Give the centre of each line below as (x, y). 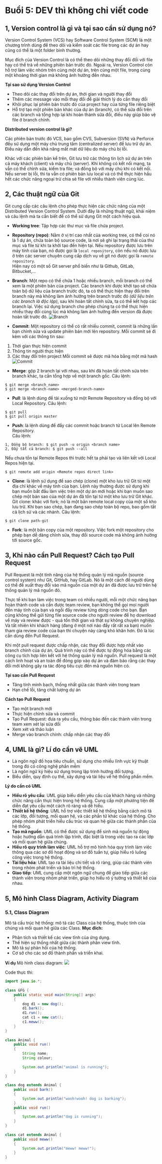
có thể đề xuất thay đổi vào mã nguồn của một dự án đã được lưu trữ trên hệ (81, 585)
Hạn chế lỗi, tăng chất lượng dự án (46, 690)
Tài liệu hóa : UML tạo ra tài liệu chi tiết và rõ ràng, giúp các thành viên (82, 862)
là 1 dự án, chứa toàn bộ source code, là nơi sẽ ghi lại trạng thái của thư (83, 240)
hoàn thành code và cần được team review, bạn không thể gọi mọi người (77, 605)
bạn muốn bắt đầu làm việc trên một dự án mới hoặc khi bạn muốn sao (82, 491)
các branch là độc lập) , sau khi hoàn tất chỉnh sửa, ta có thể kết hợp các (84, 301)
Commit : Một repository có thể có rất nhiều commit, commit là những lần (85, 326)
